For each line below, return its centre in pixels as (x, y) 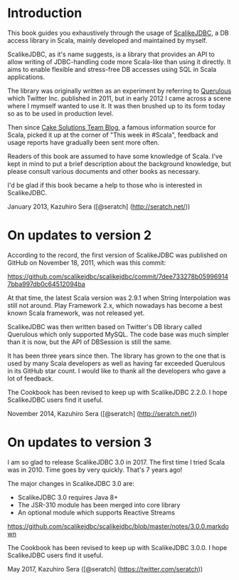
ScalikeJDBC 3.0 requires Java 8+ (68, 497)
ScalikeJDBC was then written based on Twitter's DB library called (105, 326)
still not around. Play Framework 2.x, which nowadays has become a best (115, 305)
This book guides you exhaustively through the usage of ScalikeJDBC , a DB (118, 33)
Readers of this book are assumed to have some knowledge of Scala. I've (115, 156)
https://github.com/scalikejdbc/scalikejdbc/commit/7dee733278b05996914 (118, 276)
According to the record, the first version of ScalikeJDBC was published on (117, 255)
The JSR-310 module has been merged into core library (99, 504)
